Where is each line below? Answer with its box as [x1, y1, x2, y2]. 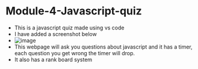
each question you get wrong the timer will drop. [14, 49, 135, 56]
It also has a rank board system [14, 56, 93, 63]
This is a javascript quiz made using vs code [14, 24, 125, 31]
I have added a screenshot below [14, 30, 97, 37]
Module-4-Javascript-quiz [5, 4, 142, 18]
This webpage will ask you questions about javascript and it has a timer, [14, 43, 193, 50]
